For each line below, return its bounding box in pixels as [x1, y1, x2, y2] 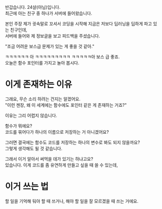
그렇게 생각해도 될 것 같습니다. [5, 145, 62, 151]
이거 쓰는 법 [5, 181, 49, 192]
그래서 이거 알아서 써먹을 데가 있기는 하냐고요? [5, 156, 94, 162]
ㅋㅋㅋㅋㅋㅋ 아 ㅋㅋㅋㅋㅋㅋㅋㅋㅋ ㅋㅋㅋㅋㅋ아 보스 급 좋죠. [5, 54, 120, 60]
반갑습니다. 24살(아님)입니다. [5, 4, 61, 10]
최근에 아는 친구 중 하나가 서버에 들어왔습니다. [5, 10, 93, 16]
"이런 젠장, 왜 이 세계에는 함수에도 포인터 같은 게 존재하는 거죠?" [5, 102, 127, 108]
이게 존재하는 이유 [5, 79, 72, 90]
